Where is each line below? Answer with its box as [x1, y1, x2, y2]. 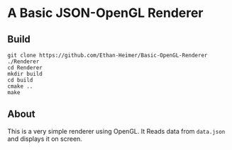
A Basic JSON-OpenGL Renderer [7, 5, 204, 21]
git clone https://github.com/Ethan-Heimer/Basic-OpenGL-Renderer [7, 52, 208, 59]
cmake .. [7, 83, 33, 90]
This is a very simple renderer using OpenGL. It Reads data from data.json [7, 127, 226, 135]
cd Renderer [7, 64, 43, 71]
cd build [7, 76, 33, 83]
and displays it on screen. [7, 134, 83, 143]
